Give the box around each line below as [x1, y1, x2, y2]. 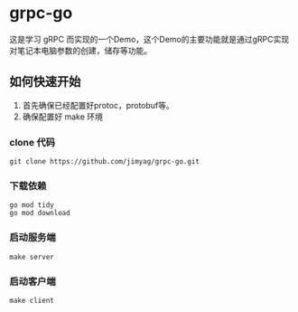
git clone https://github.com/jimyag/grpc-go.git [9, 157, 200, 166]
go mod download [9, 209, 70, 218]
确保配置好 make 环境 [22, 111, 104, 122]
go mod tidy [9, 201, 54, 210]
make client [9, 296, 54, 305]
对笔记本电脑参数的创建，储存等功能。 [9, 44, 152, 56]
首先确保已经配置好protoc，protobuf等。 [22, 99, 174, 110]
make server [9, 252, 54, 261]
